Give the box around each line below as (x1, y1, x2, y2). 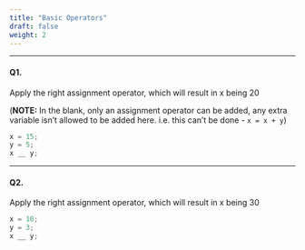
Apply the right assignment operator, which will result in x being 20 (9, 87, 261, 98)
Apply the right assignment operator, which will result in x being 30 (9, 197, 261, 208)
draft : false (9, 22, 59, 31)
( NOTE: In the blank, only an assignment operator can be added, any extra (9, 105, 288, 115)
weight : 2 (9, 30, 47, 39)
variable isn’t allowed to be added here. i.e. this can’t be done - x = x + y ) (9, 115, 288, 125)
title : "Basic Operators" (9, 13, 107, 23)
